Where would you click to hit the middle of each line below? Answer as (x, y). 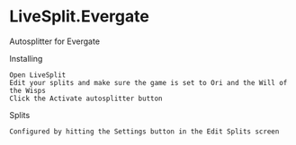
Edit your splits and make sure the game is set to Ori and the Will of (148, 82)
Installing (26, 58)
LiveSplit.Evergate (80, 17)
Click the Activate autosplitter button (86, 98)
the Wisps (28, 90)
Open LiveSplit (38, 75)
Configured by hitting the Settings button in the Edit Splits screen (144, 132)
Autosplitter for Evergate (55, 41)
